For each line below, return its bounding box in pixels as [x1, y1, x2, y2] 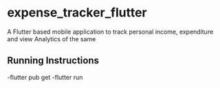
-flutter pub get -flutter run [7, 73, 83, 81]
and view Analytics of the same [7, 34, 96, 43]
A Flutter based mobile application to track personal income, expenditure [7, 27, 214, 36]
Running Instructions [7, 55, 100, 67]
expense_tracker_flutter [7, 5, 148, 21]
